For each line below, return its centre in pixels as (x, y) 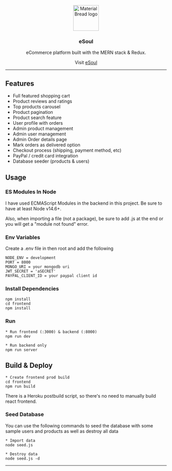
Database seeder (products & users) (51, 161)
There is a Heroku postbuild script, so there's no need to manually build (81, 396)
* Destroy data (21, 454)
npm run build (20, 386)
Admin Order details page (40, 140)
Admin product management (43, 129)
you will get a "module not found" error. (47, 224)
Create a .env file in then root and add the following (59, 248)
